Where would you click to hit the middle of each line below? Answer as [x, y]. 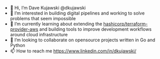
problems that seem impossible [43, 18]
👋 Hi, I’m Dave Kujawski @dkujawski [48, 8]
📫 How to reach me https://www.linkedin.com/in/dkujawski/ [73, 51]
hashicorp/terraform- [126, 24]
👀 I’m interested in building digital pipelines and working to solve [77, 13]
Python [18, 45]
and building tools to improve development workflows [95, 29]
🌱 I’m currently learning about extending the [56, 24]
